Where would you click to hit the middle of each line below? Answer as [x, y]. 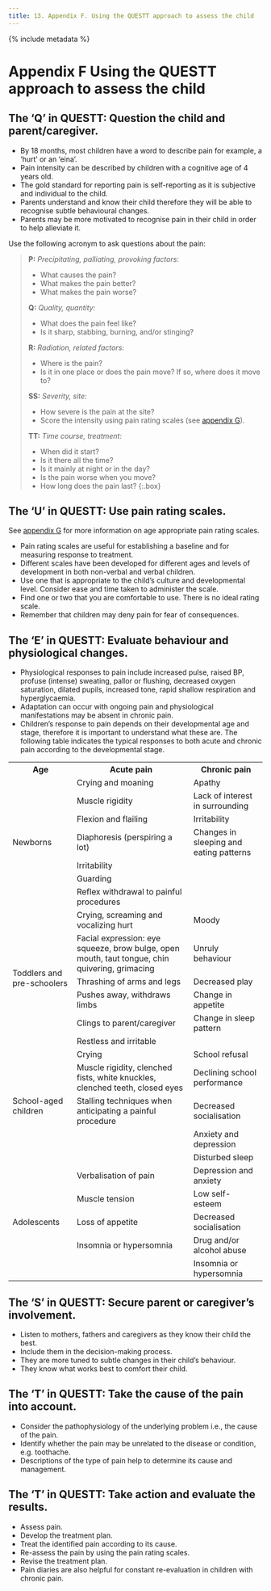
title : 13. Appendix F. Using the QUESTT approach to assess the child [131, 16]
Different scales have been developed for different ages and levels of [135, 563]
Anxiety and [216, 1134]
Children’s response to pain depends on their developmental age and [135, 724]
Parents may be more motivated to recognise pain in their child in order [138, 219]
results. [28, 1507]
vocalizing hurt [104, 925]
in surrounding [221, 806]
